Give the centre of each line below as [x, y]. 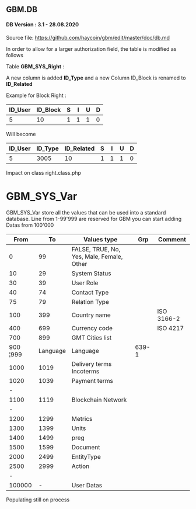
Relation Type [90, 302]
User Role [85, 283]
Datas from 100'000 [30, 225]
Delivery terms [92, 363]
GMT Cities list [92, 337]
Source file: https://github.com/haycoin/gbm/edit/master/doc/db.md [88, 37]
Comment [172, 239]
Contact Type [90, 292]
